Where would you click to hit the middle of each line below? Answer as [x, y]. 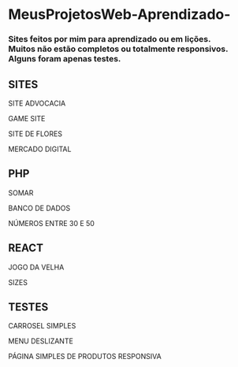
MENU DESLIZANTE [41, 341]
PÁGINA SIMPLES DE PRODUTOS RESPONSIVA [85, 357]
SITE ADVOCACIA [37, 103]
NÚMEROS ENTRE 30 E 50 [51, 223]
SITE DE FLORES [35, 133]
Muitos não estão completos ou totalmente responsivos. [118, 49]
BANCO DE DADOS [39, 208]
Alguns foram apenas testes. [65, 59]
